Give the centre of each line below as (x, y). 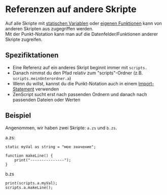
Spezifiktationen (32, 55)
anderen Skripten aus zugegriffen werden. (49, 28)
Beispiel (18, 115)
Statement (23, 89)
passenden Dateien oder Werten (46, 100)
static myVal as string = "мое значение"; (51, 147)
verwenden (47, 89)
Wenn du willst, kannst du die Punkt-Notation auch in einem (75, 83)
